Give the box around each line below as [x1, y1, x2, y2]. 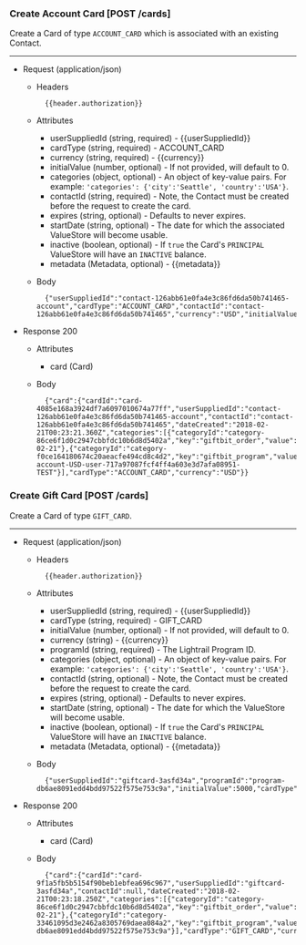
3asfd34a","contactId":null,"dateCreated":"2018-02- [36, 887, 241, 896]
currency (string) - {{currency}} [49, 634, 168, 645]
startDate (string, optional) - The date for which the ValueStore [49, 702, 285, 713]
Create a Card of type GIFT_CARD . [9, 509, 132, 521]
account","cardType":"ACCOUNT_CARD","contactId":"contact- [36, 302, 266, 312]
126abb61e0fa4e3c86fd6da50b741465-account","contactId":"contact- [36, 413, 294, 422]
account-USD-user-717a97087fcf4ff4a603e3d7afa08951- [36, 460, 241, 469]
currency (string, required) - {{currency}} [49, 152, 205, 163]
